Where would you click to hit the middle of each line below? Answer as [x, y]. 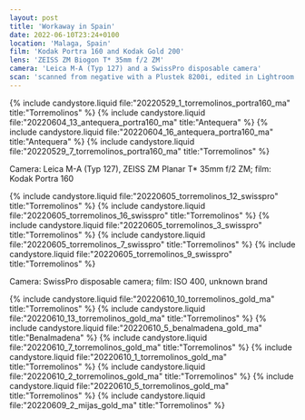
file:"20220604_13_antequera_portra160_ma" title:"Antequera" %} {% [139, 122]
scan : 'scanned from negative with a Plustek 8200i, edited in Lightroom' [154, 77]
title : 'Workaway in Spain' [63, 26]
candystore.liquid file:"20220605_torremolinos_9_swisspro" [121, 254]
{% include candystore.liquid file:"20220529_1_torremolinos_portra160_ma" [150, 103]
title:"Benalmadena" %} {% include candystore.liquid [108, 337]
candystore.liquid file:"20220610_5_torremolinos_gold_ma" [119, 385]
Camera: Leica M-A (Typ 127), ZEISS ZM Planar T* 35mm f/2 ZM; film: [141, 168]
